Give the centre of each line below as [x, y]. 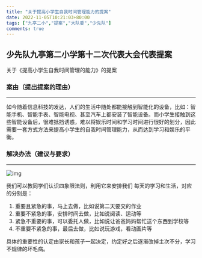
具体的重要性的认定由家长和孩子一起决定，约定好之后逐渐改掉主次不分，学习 [101, 241]
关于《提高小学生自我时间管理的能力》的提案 [62, 70]
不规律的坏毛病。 [27, 249]
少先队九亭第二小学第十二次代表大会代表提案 [89, 54]
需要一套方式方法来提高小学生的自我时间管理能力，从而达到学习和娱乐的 [96, 129]
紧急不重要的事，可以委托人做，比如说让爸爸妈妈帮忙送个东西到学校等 [102, 221]
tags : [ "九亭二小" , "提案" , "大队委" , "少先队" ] [59, 23]
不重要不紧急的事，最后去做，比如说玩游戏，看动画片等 [83, 229]
